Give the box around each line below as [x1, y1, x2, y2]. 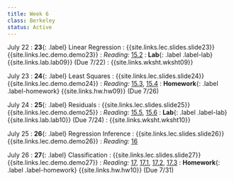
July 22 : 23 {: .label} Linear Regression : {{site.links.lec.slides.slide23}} [7, 43, 215, 52]
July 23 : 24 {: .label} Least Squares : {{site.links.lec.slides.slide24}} [7, 72, 204, 80]
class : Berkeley [7, 17, 55, 24]
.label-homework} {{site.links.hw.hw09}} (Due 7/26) [7, 87, 160, 96]
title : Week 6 [7, 10, 50, 18]
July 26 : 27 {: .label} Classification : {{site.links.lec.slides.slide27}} [7, 150, 201, 160]
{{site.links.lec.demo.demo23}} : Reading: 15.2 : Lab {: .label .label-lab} [7, 50, 213, 59]
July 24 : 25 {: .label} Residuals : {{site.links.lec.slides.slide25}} [7, 101, 190, 109]
